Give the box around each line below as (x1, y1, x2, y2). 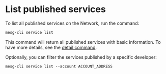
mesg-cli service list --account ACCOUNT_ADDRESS (5, 64, 113, 69)
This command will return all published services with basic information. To (5, 39, 161, 45)
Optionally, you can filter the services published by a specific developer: (5, 54, 157, 60)
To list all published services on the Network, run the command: (5, 20, 140, 26)
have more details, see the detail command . (5, 44, 97, 50)
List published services (5, 4, 106, 15)
